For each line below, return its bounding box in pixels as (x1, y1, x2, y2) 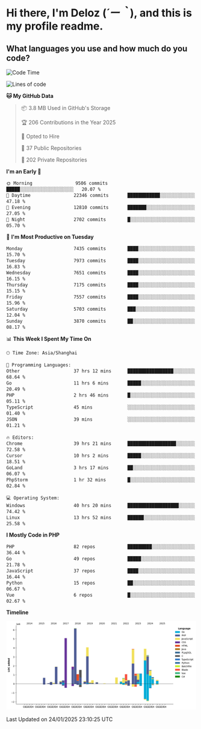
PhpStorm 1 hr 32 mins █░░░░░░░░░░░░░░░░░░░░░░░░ (6, 477, 196, 483)
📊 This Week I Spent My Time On (6, 335, 91, 342)
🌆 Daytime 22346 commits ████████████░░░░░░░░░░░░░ (6, 192, 196, 198)
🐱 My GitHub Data (6, 92, 54, 99)
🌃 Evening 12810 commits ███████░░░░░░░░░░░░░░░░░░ (6, 204, 196, 210)
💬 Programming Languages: (6, 362, 71, 368)
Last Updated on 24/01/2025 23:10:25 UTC (6, 716, 113, 723)
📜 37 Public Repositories (20, 144, 82, 152)
